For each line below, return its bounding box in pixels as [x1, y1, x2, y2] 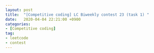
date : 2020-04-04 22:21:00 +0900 [5, 17, 81, 22]
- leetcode [5, 36, 29, 41]
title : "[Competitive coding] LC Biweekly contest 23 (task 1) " [5, 12, 149, 17]
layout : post [5, 7, 33, 13]
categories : [5, 21, 31, 27]
